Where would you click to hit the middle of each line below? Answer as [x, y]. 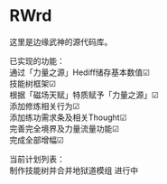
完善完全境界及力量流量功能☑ [65, 128]
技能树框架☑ [33, 83]
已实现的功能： [37, 60]
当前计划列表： [37, 159]
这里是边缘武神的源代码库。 [61, 41]
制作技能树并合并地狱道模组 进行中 [74, 170]
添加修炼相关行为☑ [45, 106]
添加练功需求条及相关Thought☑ [68, 117]
